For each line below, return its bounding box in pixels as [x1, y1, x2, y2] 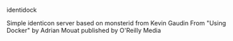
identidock [6, 6, 38, 14]
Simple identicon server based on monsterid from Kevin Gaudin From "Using [6, 19, 226, 27]
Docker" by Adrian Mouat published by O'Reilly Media [6, 27, 161, 34]
